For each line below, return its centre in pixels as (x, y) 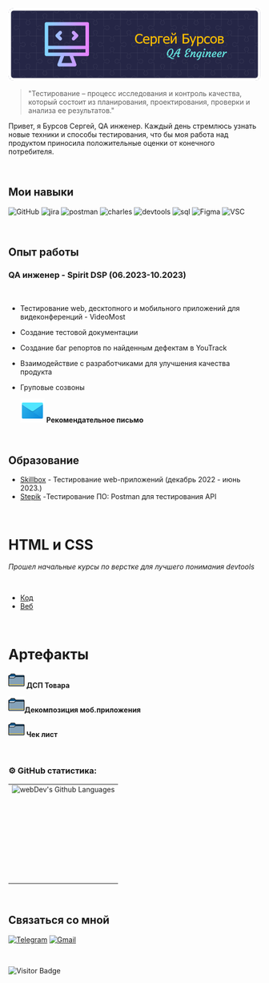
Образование (44, 460)
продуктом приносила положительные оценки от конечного (112, 143)
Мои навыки (41, 192)
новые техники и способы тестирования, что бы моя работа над (118, 135)
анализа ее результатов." (71, 111)
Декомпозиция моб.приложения (83, 710)
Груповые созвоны (52, 387)
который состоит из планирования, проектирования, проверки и (139, 102)
